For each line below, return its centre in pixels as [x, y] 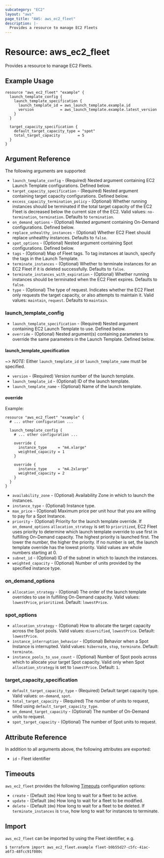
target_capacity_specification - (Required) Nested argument [75, 191]
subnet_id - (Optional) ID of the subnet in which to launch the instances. [85, 558]
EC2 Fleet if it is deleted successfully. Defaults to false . [68, 269]
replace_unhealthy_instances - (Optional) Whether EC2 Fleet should [81, 232]
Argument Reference [38, 159]
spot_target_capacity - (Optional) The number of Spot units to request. [84, 722]
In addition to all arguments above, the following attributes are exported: [78, 749]
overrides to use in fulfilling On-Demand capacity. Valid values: [76, 597]
